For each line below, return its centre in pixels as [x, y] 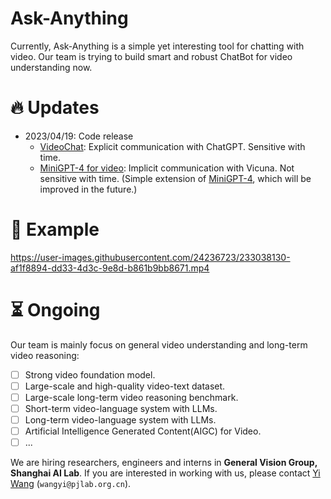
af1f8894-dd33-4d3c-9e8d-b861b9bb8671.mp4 [110, 268]
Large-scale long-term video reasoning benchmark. [131, 397]
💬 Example [55, 229]
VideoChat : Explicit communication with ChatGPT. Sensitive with [172, 146]
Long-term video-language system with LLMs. [120, 420]
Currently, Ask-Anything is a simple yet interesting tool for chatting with [157, 46]
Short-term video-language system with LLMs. [121, 408]
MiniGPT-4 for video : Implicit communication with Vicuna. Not [167, 168]
